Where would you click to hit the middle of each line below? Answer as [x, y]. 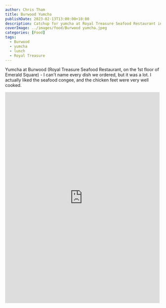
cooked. [13, 85]
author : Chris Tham [25, 10]
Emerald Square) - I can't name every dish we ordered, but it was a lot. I [78, 75]
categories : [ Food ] [25, 33]
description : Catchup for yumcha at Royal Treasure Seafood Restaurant [80, 23]
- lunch [18, 51]
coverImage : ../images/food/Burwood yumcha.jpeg [56, 28]
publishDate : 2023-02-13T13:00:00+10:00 [47, 19]
